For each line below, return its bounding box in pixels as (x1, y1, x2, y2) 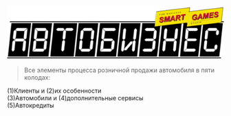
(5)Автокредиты (7, 101, 54, 109)
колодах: (23, 73, 51, 81)
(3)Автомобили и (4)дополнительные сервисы (7, 93, 144, 102)
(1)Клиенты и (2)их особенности (7, 86, 102, 95)
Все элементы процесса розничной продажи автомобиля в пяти (23, 66, 215, 74)
